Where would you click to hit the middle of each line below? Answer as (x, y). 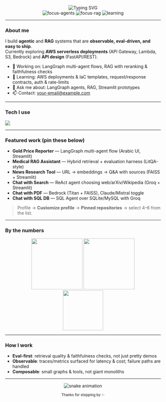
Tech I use (18, 112)
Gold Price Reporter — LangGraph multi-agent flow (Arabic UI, (76, 151)
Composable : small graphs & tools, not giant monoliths (68, 372)
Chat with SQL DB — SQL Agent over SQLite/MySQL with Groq (76, 198)
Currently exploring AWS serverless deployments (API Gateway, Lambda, (81, 52)
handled (21, 366)
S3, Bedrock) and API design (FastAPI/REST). (51, 57)
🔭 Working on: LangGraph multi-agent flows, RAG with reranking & (80, 67)
